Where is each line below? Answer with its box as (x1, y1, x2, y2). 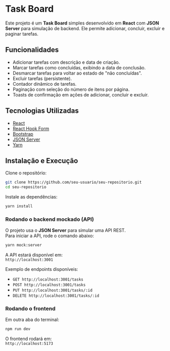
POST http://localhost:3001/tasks (12, 283, 86, 288)
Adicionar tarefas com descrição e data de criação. (12, 59, 120, 65)
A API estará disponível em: (5, 252, 63, 258)
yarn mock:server (5, 243, 42, 248)
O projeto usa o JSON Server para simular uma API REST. (5, 228, 126, 234)
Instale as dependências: (5, 194, 58, 200)
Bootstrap (12, 131, 33, 137)
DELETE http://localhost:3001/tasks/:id (12, 293, 99, 298)
